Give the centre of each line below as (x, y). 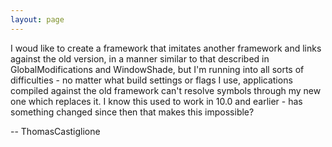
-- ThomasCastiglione (55, 131)
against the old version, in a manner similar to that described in (140, 58)
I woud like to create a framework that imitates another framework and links (166, 48)
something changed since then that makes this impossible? (132, 112)
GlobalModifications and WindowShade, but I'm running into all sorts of (157, 69)
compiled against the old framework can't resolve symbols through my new (166, 90)
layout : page (37, 19)
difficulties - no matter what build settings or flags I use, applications (151, 80)
